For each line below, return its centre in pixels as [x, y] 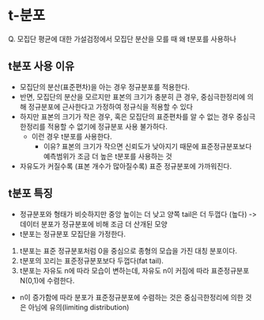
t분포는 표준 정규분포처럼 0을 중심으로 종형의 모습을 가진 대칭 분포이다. [128, 250]
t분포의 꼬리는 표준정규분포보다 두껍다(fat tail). [92, 261]
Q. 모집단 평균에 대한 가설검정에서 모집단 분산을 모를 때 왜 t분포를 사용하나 [123, 39]
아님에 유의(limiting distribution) [79, 307]
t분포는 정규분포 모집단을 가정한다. [73, 234]
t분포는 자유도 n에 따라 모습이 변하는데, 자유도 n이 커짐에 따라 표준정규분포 [134, 270]
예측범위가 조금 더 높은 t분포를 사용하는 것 [107, 156]
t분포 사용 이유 [41, 66]
